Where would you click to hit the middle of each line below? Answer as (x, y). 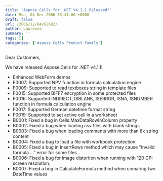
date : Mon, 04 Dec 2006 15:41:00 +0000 (47, 15)
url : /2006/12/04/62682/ (31, 24)
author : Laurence (24, 29)
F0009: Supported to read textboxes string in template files (74, 88)
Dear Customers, (23, 57)
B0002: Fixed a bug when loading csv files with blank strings (76, 125)
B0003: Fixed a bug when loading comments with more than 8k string (85, 131)
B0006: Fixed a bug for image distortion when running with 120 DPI (83, 158)
